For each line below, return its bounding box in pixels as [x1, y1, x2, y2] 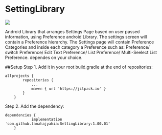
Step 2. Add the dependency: [5, 103, 65, 109]
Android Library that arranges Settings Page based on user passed [5, 28, 140, 35]
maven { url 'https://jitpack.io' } [31, 86, 106, 91]
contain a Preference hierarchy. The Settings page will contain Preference [5, 39, 154, 45]
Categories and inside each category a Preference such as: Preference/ [5, 44, 150, 50]
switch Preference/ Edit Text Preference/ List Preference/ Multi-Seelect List [5, 49, 157, 55]
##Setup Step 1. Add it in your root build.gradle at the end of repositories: [5, 64, 153, 70]
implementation [31, 117, 63, 122]
